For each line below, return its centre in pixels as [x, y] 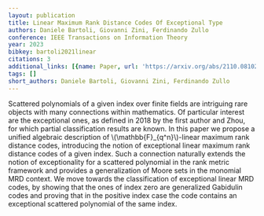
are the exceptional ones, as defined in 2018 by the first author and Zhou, [127, 120]
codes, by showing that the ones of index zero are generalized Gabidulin [126, 187]
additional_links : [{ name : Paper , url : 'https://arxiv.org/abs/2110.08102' [135, 67]
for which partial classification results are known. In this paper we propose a [132, 128]
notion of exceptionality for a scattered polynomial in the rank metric [119, 162]
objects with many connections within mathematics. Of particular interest [126, 112]
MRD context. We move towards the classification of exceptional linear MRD [131, 178]
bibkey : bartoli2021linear [52, 52]
